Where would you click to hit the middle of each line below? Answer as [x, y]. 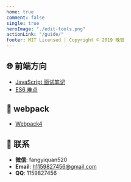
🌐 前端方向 [27, 66]
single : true [23, 23]
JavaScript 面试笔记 [40, 82]
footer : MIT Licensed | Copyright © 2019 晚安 [65, 40]
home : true [20, 12]
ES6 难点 [26, 89]
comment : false [26, 18]
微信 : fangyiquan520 [41, 160]
